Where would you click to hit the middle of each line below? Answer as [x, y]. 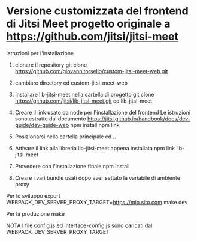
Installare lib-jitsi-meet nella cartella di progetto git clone [84, 94]
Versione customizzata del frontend [97, 11]
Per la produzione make [35, 213]
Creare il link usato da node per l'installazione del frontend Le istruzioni [102, 112]
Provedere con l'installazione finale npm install [72, 166]
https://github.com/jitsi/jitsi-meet [92, 37]
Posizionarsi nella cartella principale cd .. [65, 137]
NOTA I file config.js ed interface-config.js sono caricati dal [79, 225]
